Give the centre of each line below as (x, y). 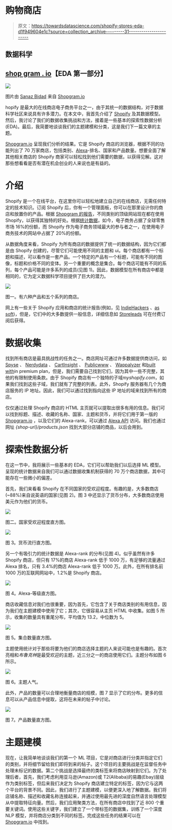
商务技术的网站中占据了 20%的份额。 (45, 233)
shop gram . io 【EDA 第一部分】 (56, 73)
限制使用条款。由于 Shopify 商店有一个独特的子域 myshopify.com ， (89, 378)
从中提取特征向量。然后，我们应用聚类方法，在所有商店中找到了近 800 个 (83, 802)
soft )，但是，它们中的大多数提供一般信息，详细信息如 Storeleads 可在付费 (83, 314)
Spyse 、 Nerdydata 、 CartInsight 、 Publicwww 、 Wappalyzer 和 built (80, 365)
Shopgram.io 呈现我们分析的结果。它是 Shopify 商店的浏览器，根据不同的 (83, 144)
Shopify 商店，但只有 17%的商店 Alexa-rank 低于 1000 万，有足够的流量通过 (85, 560)
